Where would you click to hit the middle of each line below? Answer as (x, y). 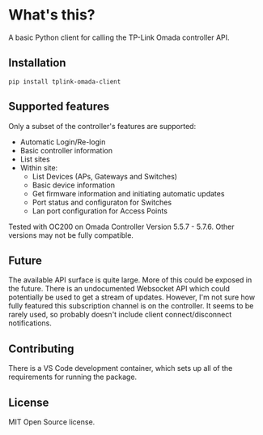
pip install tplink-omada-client (65, 82)
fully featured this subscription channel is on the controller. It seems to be (131, 306)
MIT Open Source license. (52, 422)
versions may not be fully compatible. (71, 235)
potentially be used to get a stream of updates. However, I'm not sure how (132, 297)
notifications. (30, 323)
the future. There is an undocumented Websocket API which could (119, 289)
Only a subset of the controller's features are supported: (102, 126)
